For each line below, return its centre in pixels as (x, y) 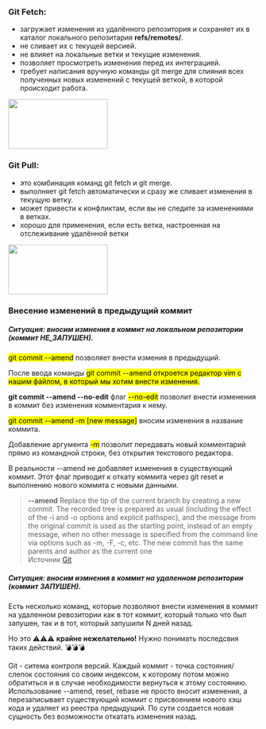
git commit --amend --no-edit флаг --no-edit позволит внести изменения (132, 397)
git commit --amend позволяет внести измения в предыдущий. (114, 358)
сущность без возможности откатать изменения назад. (103, 716)
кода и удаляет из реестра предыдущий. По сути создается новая (121, 708)
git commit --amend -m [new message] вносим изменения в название (126, 421)
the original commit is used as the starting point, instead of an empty (140, 526)
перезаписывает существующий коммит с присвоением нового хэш (125, 700)
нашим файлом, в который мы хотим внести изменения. (104, 382)
